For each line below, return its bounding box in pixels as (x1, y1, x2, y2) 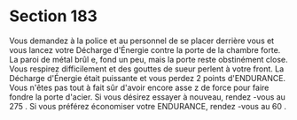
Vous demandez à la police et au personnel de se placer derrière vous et (9, 35, 275, 46)
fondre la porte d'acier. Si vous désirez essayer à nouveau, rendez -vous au (9, 91, 286, 102)
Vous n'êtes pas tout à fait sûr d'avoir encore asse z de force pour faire (9, 82, 270, 93)
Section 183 (9, 6, 98, 26)
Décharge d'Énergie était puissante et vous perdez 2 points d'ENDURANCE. (9, 72, 286, 83)
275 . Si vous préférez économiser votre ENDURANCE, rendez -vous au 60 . (9, 101, 286, 111)
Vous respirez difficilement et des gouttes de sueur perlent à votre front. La (9, 64, 285, 74)
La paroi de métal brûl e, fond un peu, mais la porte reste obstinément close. (9, 54, 288, 64)
